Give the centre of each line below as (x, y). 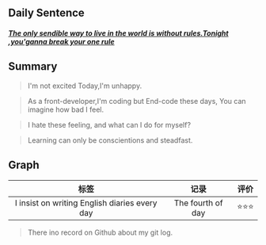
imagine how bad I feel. (66, 109)
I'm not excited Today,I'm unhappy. (85, 86)
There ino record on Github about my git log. (100, 232)
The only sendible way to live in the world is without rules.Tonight (118, 33)
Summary (33, 67)
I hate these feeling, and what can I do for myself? (109, 124)
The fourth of (198, 203)
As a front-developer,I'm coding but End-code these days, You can (137, 101)
